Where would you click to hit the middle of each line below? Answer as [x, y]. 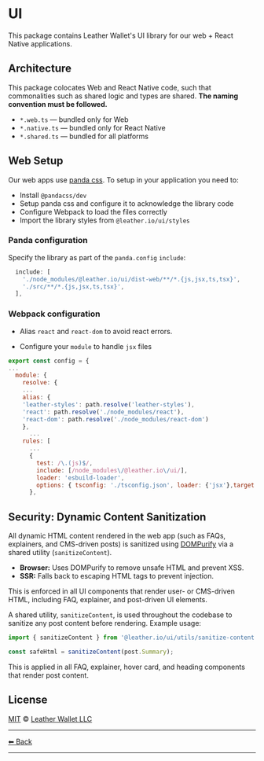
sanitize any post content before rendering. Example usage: [105, 623]
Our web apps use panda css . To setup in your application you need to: [123, 180]
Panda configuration [48, 241]
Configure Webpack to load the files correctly [93, 211]
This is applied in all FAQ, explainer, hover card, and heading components [127, 667]
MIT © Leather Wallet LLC [50, 719]
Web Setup [36, 161]
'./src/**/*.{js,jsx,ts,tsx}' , [73, 287]
